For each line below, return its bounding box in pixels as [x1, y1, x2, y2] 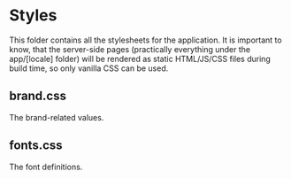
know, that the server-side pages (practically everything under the [9, 43, 250, 54]
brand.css [9, 89, 66, 104]
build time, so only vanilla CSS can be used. [9, 63, 169, 74]
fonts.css [9, 138, 64, 153]
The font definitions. [9, 161, 83, 172]
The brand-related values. [9, 112, 104, 122]
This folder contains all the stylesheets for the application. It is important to [9, 35, 282, 45]
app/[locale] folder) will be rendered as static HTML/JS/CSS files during [9, 53, 272, 64]
